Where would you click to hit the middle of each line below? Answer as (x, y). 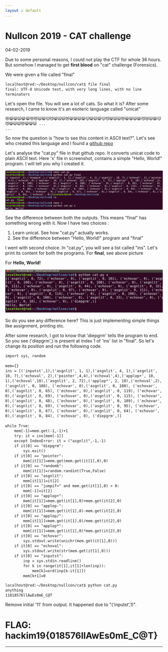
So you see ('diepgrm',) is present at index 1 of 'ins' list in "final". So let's (80, 341)
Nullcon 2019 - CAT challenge (68, 36)
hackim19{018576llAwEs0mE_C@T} (81, 635)
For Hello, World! (23, 263)
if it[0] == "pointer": (39, 456)
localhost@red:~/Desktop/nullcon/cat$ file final (58, 84)
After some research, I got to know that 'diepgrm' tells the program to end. (82, 335)
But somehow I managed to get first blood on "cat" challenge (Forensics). (81, 64)
